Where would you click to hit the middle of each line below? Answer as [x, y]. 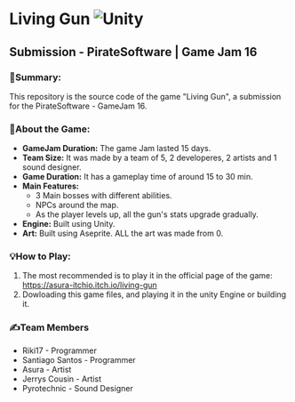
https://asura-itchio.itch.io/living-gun [89, 285]
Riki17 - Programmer [60, 350]
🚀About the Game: [50, 129]
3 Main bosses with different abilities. [104, 196]
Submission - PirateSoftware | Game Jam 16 [133, 52]
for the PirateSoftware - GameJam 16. [78, 106]
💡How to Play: [40, 256]
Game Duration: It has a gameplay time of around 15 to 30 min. [137, 177]
